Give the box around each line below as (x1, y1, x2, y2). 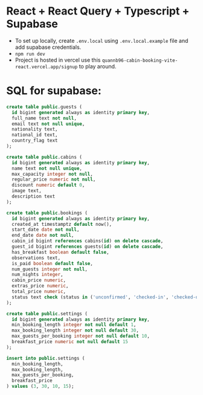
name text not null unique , (11, 165, 83, 172)
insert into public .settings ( (6, 355, 85, 361)
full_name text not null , (11, 115, 77, 121)
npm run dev (14, 51, 45, 57)
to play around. (79, 62, 117, 70)
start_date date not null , (11, 226, 80, 233)
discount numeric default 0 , (11, 182, 85, 188)
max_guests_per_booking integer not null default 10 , (11, 333, 150, 339)
